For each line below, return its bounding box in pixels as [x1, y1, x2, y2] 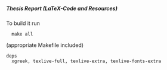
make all [11, 31, 33, 37]
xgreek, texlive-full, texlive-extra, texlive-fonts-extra [11, 58, 162, 64]
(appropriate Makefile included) [6, 42, 84, 49]
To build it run [6, 20, 41, 27]
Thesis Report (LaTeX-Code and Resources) [6, 5, 118, 12]
